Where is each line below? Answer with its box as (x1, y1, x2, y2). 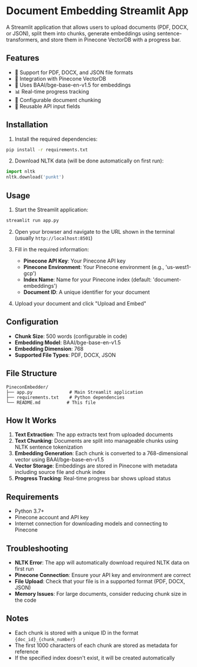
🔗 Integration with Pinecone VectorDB (14, 75, 106, 82)
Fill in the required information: (14, 245, 89, 253)
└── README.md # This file (6, 399, 96, 406)
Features (6, 53, 39, 63)
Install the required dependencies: (14, 135, 98, 142)
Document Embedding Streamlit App (6, 4, 189, 18)
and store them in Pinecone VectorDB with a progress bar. (40, 36, 181, 43)
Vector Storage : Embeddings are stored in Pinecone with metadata (14, 462, 178, 469)
